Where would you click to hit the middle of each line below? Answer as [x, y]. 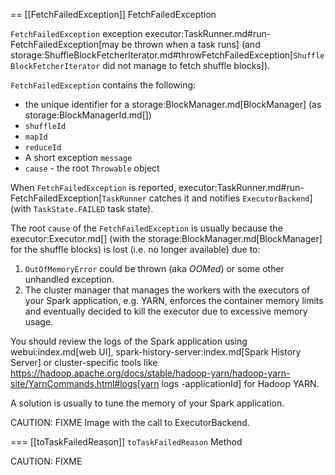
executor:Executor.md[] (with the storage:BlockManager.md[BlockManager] [166, 238]
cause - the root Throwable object [92, 168]
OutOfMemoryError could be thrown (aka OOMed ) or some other [154, 268]
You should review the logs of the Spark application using [129, 341]
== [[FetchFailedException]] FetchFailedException [113, 14]
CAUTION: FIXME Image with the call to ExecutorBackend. [130, 422]
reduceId [43, 148]
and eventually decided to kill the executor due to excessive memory [166, 311]
